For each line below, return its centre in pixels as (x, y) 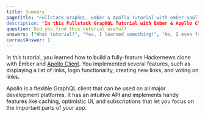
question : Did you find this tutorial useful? (67, 29)
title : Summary (26, 12)
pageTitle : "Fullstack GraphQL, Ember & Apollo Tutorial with (87, 18)
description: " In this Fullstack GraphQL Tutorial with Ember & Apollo (99, 23)
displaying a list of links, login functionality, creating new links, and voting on (103, 70)
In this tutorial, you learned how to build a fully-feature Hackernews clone (99, 57)
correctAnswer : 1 (28, 40)
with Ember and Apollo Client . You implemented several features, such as (99, 64)
